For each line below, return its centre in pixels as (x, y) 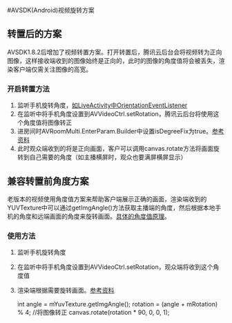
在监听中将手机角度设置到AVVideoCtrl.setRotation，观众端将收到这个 (115, 267)
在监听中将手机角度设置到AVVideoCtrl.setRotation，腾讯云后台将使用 (115, 114)
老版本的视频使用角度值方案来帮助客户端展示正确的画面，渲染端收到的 (107, 199)
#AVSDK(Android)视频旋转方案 (51, 10)
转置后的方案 (35, 34)
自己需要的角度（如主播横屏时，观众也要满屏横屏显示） (108, 157)
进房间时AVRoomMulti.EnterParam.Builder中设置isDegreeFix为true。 (115, 131)
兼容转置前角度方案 (48, 181)
